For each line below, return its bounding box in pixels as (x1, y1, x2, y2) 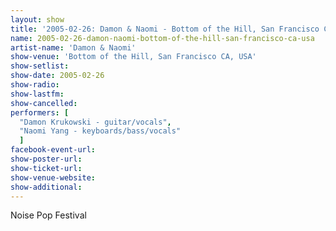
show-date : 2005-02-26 (10, 71, 105, 81)
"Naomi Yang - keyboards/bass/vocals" (19, 126, 182, 136)
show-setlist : (10, 61, 70, 71)
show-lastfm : (10, 89, 65, 99)
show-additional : (10, 182, 83, 192)
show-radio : (10, 80, 60, 90)
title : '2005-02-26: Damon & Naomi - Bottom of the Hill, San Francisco (10, 24, 320, 34)
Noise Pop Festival (10, 209, 87, 221)
